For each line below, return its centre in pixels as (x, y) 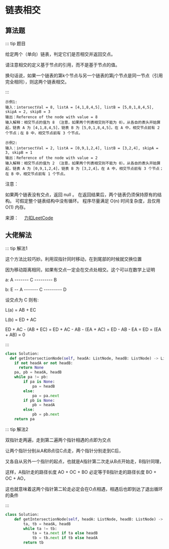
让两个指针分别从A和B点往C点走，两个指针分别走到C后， (64, 450)
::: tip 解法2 (17, 429)
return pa (25, 419)
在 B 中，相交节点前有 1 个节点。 (36, 174)
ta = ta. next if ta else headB (65, 533)
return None (31, 368)
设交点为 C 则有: (22, 300)
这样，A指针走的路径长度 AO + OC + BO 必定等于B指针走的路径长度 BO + (81, 472)
